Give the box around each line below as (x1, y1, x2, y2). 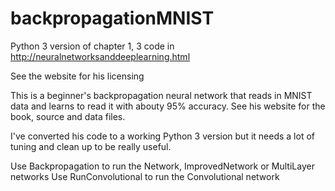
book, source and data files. (10, 110, 126, 122)
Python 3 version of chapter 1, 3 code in (10, 40, 175, 52)
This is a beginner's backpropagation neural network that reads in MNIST (10, 89, 313, 101)
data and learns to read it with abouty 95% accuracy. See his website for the (10, 100, 326, 112)
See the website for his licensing (10, 70, 145, 82)
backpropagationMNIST (10, 7, 215, 30)
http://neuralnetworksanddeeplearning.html (10, 50, 191, 62)
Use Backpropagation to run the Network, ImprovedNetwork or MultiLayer (10, 160, 315, 172)
